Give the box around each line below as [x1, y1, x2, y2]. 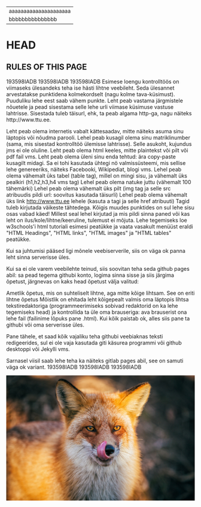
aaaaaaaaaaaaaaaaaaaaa [8, 7, 71, 14]
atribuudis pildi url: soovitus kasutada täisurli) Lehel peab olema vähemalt [6, 191, 187, 198]
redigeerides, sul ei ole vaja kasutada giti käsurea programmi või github [6, 339, 182, 346]
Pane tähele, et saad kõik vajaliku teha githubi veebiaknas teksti [6, 332, 163, 340]
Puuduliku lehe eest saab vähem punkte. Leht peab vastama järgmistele [6, 97, 184, 104]
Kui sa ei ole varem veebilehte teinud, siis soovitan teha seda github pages [6, 265, 190, 272]
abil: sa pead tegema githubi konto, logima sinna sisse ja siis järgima [6, 271, 175, 279]
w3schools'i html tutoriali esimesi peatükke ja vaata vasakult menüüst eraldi [6, 222, 193, 230]
